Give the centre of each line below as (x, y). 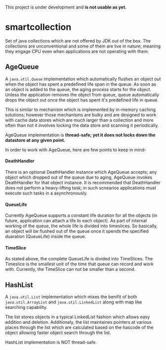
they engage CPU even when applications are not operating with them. (77, 51)
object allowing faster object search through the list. (58, 333)
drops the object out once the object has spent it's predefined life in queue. (82, 100)
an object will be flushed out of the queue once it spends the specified (77, 231)
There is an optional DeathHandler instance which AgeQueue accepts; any (81, 172)
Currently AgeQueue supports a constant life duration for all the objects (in (81, 215)
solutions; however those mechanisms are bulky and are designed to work (81, 115)
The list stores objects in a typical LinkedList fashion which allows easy (78, 317)
